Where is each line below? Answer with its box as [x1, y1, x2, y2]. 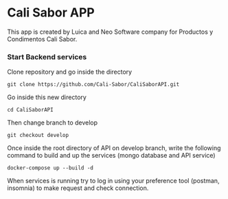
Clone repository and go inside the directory [7, 67, 133, 76]
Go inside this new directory [7, 93, 87, 101]
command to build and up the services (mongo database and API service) [7, 151, 216, 160]
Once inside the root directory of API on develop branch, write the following [7, 144, 221, 152]
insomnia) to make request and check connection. [7, 184, 149, 192]
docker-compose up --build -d [7, 165, 94, 171]
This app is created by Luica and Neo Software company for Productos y [7, 28, 214, 36]
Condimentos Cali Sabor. [7, 34, 78, 43]
